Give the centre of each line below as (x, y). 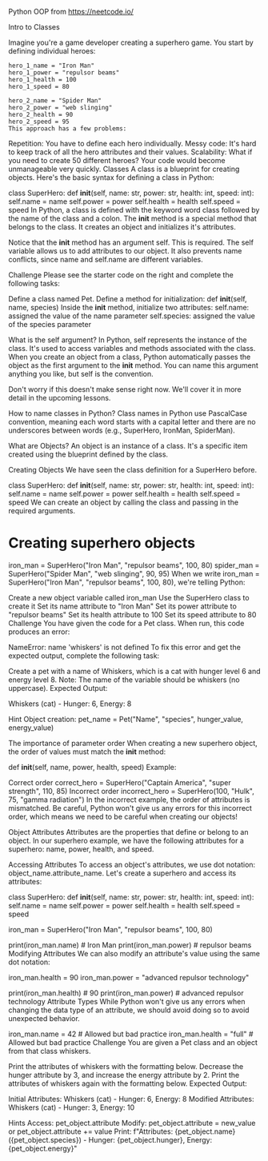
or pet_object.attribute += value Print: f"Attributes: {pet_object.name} (122, 1131)
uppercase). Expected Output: (58, 688)
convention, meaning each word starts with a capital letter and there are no (132, 422)
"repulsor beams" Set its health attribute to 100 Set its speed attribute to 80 (132, 614)
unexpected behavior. (44, 1018)
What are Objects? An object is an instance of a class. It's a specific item (128, 446)
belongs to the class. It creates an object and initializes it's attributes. (122, 227)
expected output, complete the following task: (84, 656)
